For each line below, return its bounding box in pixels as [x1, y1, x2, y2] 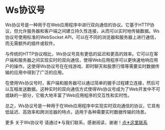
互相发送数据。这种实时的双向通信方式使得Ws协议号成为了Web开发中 [9, 86, 152, 92]
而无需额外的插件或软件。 [5, 40, 58, 46]
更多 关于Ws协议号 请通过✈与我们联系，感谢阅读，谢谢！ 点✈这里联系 [5, 119, 148, 125]
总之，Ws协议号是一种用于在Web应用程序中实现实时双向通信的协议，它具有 [5, 102, 161, 109]
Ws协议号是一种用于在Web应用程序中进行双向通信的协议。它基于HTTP [5, 22, 150, 28]
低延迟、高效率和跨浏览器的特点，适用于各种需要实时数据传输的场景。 [5, 109, 149, 115]
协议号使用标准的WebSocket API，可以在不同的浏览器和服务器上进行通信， [5, 34, 159, 40]
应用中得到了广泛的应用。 [13, 69, 66, 75]
